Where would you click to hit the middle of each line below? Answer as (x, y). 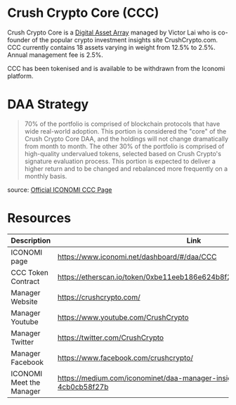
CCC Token (30, 272)
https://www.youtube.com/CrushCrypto (123, 317)
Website (24, 302)
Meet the (26, 382)
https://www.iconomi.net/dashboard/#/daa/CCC (137, 257)
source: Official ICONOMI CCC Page (60, 189)
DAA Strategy (48, 104)
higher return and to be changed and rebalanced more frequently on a (126, 168)
